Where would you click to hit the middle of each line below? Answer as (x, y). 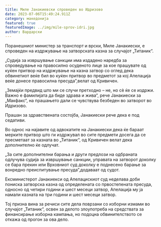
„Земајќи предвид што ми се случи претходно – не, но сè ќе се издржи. (80, 90)
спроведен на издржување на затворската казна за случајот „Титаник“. (79, 51)
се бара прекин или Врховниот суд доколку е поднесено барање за (76, 165)
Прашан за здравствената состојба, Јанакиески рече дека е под (72, 115)
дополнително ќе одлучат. (32, 145)
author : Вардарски (24, 32)
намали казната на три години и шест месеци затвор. (61, 195)
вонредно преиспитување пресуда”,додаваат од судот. (62, 170)
